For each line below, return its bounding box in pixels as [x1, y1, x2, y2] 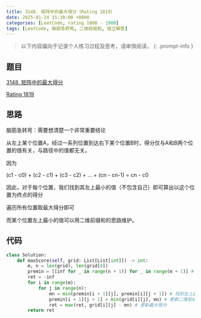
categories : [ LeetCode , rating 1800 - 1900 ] [6, 20, 119, 26]
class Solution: [6, 252, 47, 258]
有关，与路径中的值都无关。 [22, 146, 90, 154]
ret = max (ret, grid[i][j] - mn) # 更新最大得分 [48, 302, 167, 308]
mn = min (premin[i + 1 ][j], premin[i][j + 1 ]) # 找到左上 [48, 291, 193, 296]
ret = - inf [28, 274, 55, 280]
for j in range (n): [38, 285, 87, 291]
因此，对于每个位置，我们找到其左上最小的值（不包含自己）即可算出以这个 [6, 184, 190, 191]
